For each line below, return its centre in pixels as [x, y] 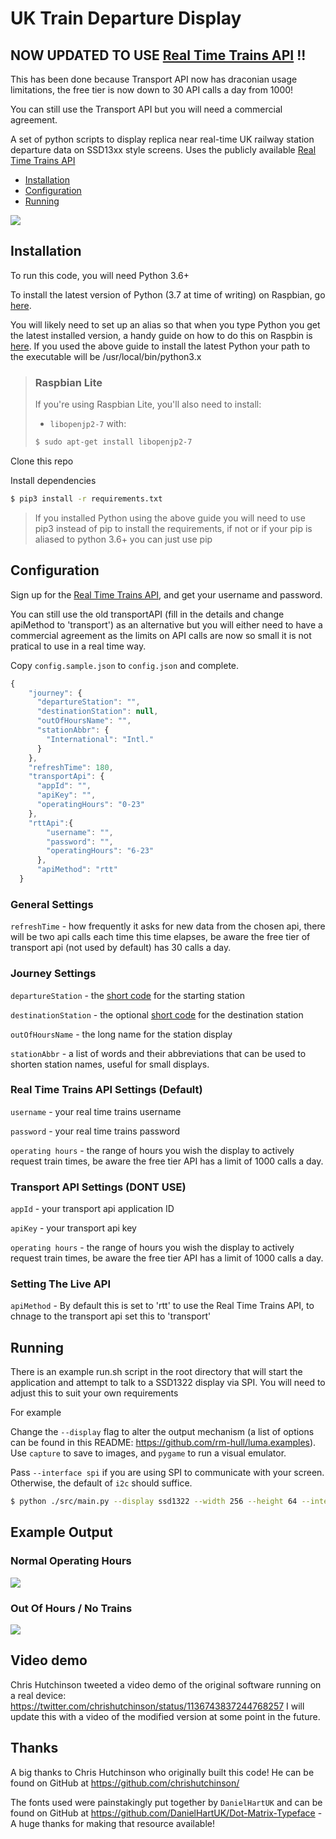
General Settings [52, 904]
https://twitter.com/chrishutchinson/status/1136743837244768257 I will [157, 1706]
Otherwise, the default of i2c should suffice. [101, 1483]
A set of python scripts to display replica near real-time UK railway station [162, 139]
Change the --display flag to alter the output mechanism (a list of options [162, 1432]
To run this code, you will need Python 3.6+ [100, 275]
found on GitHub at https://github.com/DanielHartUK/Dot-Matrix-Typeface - [166, 1813]
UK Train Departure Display [126, 18]
